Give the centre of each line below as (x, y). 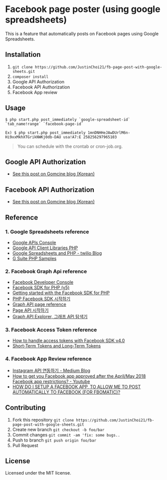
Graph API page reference (39, 304)
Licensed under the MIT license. (38, 473)
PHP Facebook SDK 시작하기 (41, 299)
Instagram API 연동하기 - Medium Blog (51, 370)
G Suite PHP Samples (34, 258)
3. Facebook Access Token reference (51, 330)
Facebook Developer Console (43, 282)
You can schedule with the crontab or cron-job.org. (70, 146)
